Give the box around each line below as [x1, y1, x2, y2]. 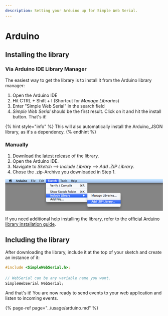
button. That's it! [12, 113, 47, 119]
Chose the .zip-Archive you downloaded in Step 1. [12, 169, 116, 175]
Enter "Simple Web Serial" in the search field [12, 103, 105, 109]
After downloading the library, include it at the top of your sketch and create [5, 249, 162, 255]
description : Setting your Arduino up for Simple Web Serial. [5, 8, 138, 13]
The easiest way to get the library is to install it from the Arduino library [5, 77, 152, 83]
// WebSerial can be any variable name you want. [5, 275, 111, 281]
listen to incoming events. [5, 295, 59, 301]
